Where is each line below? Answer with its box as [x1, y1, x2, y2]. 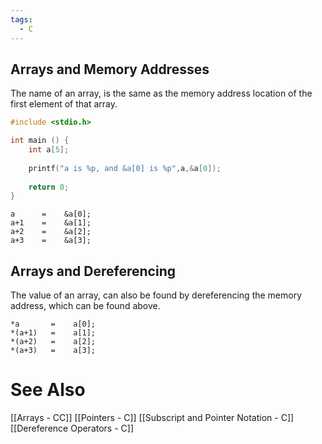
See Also [10, 379, 86, 401]
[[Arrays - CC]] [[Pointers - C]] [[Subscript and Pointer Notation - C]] [10, 412, 295, 424]
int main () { [10, 136, 70, 146]
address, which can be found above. [10, 300, 161, 312]
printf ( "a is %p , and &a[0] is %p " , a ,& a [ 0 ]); [28, 163, 222, 173]
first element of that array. [10, 98, 118, 110]
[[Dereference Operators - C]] [10, 422, 135, 435]
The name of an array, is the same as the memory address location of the [10, 87, 313, 100]
